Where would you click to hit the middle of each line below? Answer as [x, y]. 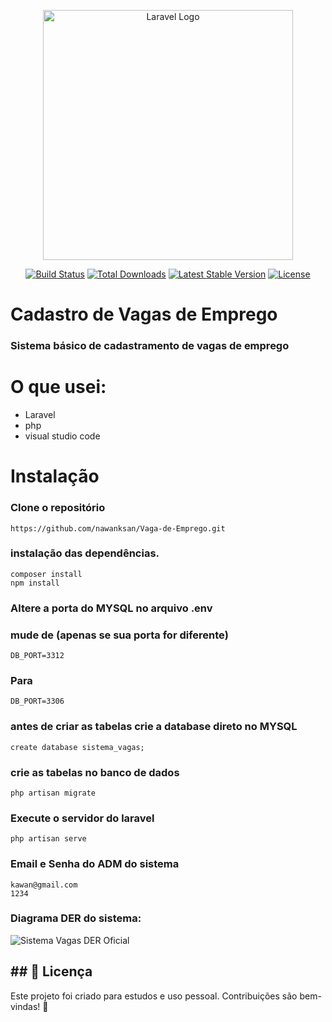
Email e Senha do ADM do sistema [95, 864]
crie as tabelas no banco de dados [95, 772]
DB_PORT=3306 [37, 701]
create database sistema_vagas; [77, 747]
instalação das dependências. [85, 553]
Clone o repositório [58, 508]
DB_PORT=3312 [37, 656]
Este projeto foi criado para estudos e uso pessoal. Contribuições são [154, 996]
